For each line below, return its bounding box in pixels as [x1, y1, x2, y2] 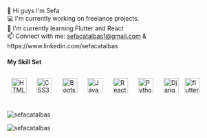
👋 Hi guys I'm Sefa [7, 7, 60, 15]
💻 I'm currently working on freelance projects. [7, 14, 140, 23]
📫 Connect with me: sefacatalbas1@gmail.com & [7, 32, 146, 41]
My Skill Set [7, 57, 42, 66]
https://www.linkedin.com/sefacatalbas [7, 42, 118, 50]
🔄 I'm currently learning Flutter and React [7, 24, 124, 32]
